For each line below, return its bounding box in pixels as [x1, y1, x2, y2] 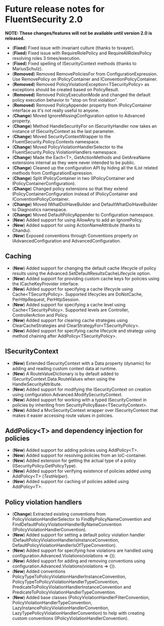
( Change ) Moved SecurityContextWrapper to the [12, 134, 111, 139]
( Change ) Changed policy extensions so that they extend [12, 186, 128, 191]
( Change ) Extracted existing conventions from [12, 511, 106, 517]
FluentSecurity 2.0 [5, 14, 83, 25]
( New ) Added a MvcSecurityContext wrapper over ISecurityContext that [12, 407, 158, 413]
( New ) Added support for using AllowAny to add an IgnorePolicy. [12, 217, 143, 223]
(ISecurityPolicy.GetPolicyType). [12, 463, 77, 469]
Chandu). [12, 227, 31, 233]
